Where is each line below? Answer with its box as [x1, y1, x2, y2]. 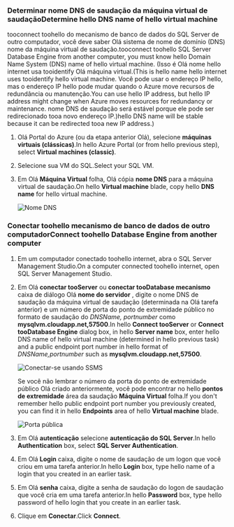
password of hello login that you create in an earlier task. [17, 498, 182, 506]
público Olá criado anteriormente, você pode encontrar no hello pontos [17, 384, 224, 393]
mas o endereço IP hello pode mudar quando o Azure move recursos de [7, 83, 215, 91]
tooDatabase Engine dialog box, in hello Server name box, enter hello [17, 328, 220, 336]
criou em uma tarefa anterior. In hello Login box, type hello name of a [17, 462, 215, 470]
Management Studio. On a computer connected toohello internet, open [17, 262, 220, 270]
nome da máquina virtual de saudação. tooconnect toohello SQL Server [7, 45, 212, 54]
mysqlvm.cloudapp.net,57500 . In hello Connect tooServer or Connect [17, 320, 224, 328]
